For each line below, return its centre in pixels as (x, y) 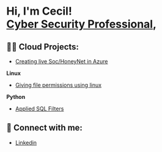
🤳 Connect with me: (44, 128)
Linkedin (26, 142)
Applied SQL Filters (39, 109)
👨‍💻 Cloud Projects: (43, 47)
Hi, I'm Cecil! (39, 11)
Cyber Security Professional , (82, 24)
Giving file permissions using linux (58, 85)
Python (16, 97)
